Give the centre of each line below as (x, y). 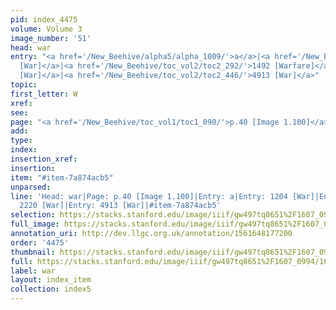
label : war (33, 271)
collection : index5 (51, 289)
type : (21, 141)
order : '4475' (40, 242)
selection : (33, 215)
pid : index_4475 (44, 19)
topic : (24, 85)
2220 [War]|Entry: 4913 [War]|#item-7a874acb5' (120, 206)
